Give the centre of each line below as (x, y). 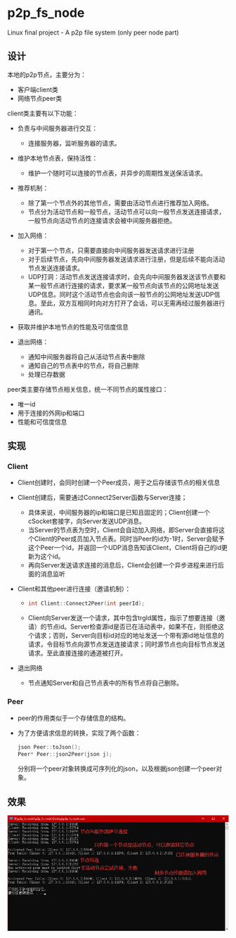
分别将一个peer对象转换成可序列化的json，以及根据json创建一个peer (117, 769)
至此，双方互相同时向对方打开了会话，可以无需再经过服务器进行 (133, 303)
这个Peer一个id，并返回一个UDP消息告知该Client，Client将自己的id (125, 548)
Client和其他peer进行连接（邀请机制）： (74, 589)
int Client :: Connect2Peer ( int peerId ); (86, 604)
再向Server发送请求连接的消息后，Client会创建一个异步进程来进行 (123, 565)
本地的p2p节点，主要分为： (47, 75)
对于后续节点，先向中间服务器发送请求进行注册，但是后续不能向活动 (126, 259)
